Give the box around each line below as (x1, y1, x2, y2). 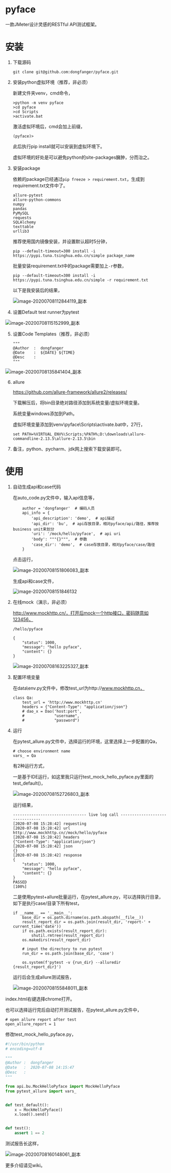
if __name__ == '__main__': (12, 910, 73, 916)
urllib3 (12, 229, 29, 234)
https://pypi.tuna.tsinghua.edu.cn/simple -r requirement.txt (12, 277, 148, 283)
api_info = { (22, 510, 50, 515)
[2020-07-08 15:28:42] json (12, 844, 73, 849)
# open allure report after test (5, 1017, 77, 1022)
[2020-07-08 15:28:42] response (12, 852, 82, 858)
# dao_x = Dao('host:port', (22, 709, 82, 714)
